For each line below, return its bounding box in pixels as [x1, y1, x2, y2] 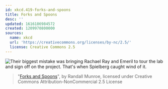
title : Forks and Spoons [5, 12, 57, 17]
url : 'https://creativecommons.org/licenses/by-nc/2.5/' [10, 40, 132, 45]
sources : [5, 30, 24, 35]
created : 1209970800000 [5, 26, 55, 31]
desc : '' [5, 16, 24, 21]
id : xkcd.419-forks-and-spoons [5, 7, 71, 12]
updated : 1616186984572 [5, 21, 55, 26]
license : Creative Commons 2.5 [10, 44, 75, 49]
